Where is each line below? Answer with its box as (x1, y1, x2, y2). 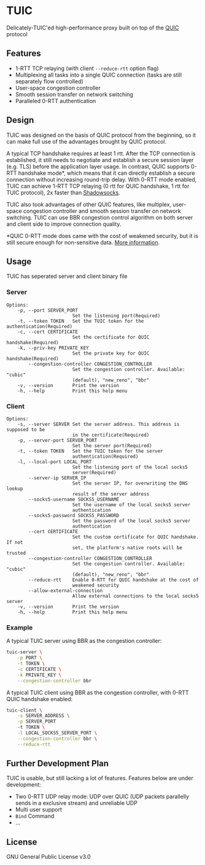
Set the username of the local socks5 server (72, 501, 191, 508)
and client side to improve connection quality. (6, 220, 122, 228)
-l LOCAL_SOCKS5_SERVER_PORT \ (17, 730, 98, 736)
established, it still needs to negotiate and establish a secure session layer (6, 156, 194, 163)
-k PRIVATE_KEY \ (17, 672, 62, 678)
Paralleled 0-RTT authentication (15, 97, 96, 104)
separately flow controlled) (15, 77, 84, 85)
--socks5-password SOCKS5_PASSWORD (28, 512, 120, 518)
